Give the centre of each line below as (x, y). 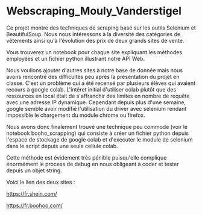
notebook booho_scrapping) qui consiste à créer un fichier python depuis (97, 133)
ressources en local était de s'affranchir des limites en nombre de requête (98, 96)
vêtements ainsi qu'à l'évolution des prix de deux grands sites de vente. (95, 40)
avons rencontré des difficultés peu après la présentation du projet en (93, 76)
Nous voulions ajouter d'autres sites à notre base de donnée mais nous (94, 70)
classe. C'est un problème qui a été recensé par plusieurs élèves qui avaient (101, 83)
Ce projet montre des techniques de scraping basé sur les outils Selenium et (101, 28)
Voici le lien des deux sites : (41, 182)
